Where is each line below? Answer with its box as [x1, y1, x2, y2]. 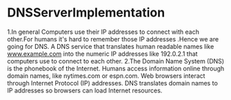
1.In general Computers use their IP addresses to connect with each [7, 28, 200, 36]
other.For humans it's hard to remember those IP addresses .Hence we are [7, 34, 219, 43]
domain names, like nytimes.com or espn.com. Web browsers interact [7, 71, 205, 80]
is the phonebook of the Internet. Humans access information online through [7, 64, 225, 72]
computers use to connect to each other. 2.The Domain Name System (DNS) [7, 57, 225, 65]
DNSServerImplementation [7, 5, 165, 21]
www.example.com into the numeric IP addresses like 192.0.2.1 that [7, 50, 198, 58]
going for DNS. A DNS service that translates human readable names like [7, 42, 214, 50]
